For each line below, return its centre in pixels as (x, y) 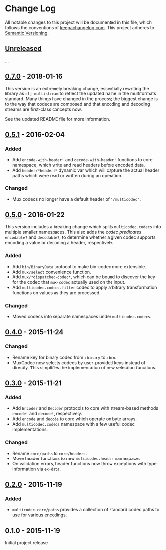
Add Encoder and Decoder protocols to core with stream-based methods (85, 408)
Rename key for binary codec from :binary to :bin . (64, 357)
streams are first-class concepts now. (44, 109)
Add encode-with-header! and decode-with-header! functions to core (82, 160)
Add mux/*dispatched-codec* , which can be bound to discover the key (83, 277)
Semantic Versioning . (27, 33)
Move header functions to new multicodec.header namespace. (76, 458)
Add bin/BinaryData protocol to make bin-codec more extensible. (79, 266)
